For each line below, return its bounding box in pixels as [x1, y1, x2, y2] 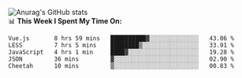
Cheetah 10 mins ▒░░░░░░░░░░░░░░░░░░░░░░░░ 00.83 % [8, 62, 235, 70]
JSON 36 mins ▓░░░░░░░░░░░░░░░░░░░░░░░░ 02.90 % [8, 55, 235, 63]
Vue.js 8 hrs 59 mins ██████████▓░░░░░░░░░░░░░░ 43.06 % [8, 35, 235, 43]
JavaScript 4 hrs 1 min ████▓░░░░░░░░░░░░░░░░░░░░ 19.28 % [8, 48, 235, 56]
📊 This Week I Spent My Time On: [8, 17, 122, 25]
